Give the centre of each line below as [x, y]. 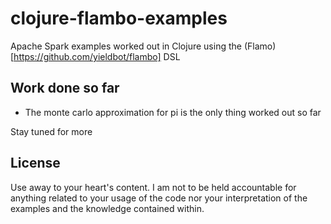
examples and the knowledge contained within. [107, 208]
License [35, 163]
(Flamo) [260, 46]
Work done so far [65, 88]
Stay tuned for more [51, 131]
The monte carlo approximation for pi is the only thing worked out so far [173, 112]
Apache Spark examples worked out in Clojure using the [126, 46]
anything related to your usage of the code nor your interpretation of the [159, 198]
